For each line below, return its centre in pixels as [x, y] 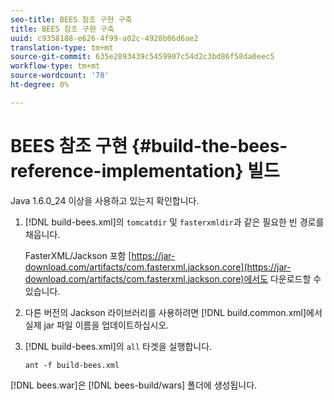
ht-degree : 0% [40, 85]
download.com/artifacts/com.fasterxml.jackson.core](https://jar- [158, 267]
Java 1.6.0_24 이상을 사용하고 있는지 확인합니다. [105, 200]
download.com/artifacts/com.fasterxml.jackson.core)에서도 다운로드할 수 [173, 278]
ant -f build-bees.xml [72, 365]
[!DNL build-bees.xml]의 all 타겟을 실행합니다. [118, 346]
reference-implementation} [127, 170]
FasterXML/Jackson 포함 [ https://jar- [100, 255]
